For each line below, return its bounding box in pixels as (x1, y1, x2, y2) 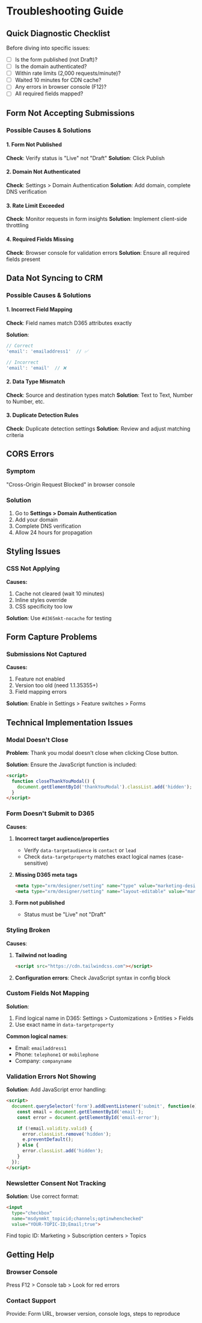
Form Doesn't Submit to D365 (6, 809, 95, 818)
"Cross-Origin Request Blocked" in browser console (6, 481, 135, 488)
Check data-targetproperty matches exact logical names (23, 853, 167, 860)
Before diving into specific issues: (6, 44, 90, 51)
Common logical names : (6, 1033, 68, 1040)
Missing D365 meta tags (14, 871, 78, 878)
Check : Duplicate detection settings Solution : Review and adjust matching (6, 424, 191, 432)
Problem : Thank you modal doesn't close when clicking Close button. (6, 749, 179, 756)
